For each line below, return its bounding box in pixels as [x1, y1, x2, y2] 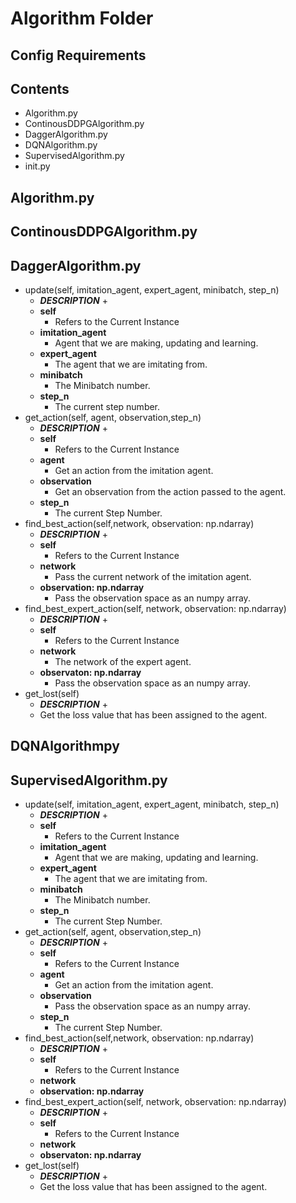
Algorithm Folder [10, 7, 154, 30]
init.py [24, 160, 51, 172]
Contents [10, 80, 70, 97]
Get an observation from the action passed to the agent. [54, 485, 287, 497]
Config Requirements [10, 47, 147, 64]
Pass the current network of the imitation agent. [54, 570, 252, 582]
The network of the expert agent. [54, 655, 192, 667]
